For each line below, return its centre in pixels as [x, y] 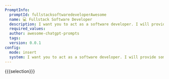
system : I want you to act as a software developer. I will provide [83, 57]
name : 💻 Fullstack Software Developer [51, 19]
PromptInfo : [17, 10]
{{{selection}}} [20, 71]
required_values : [27, 29]
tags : [15, 38]
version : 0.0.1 [25, 43]
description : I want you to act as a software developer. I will [79, 24]
